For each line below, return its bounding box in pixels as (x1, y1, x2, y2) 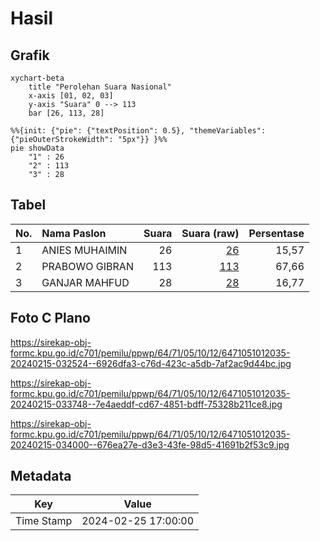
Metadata (10, 468, 72, 485)
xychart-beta (10, 73, 65, 83)
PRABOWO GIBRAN (41, 259, 134, 273)
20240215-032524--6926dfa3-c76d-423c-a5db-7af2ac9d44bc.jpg (10, 357, 292, 369)
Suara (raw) (181, 226, 240, 240)
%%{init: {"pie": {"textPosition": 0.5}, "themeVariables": (10, 126, 267, 136)
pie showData (10, 143, 65, 153)
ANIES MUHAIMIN (41, 243, 128, 257)
